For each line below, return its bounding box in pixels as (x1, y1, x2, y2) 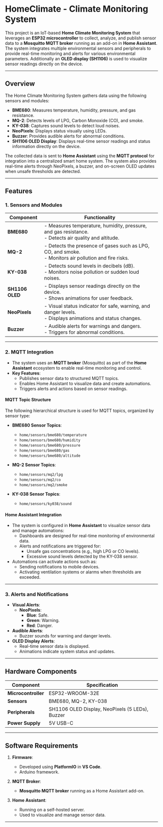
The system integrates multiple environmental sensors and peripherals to (5, 45, 151, 51)
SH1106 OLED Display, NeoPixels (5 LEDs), (49, 706, 149, 713)
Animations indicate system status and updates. (19, 649, 115, 655)
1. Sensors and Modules (5, 202, 63, 208)
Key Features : (12, 370, 41, 376)
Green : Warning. (26, 618, 60, 623)
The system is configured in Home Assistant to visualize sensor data (12, 523, 150, 528)
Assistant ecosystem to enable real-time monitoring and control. (12, 365, 142, 371)
